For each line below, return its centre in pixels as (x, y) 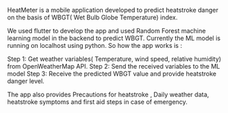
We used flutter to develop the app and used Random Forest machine (107, 31)
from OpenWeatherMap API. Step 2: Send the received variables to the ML (114, 66)
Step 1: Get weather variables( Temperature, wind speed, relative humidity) (114, 59)
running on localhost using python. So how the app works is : (95, 45)
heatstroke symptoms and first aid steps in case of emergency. (97, 102)
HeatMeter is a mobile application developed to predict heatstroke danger (113, 10)
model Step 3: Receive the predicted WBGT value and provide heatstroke (112, 73)
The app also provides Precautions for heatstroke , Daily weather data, (108, 94)
